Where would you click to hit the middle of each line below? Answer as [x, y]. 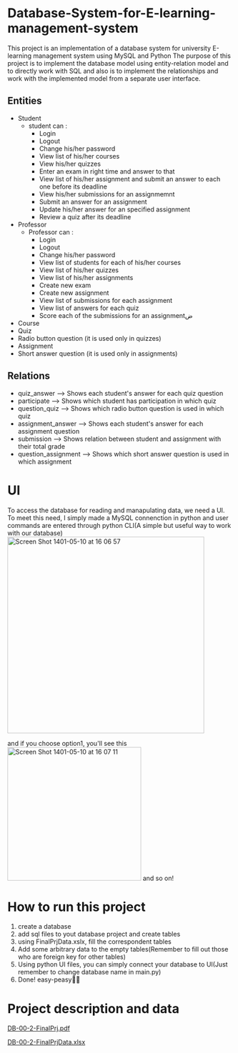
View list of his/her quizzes [79, 270]
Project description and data [94, 1008]
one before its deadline [73, 186]
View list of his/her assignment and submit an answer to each [130, 179]
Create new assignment [74, 293]
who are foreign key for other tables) [72, 957]
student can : [48, 126]
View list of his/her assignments [86, 277]
